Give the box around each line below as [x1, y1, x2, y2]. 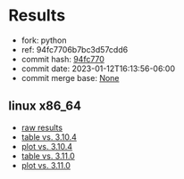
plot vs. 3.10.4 [21, 141, 73, 151]
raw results [21, 122, 63, 133]
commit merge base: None [21, 72, 120, 83]
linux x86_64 [8, 99, 82, 114]
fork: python [21, 35, 68, 45]
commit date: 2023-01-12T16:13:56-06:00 [21, 63, 176, 74]
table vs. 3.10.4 [21, 131, 78, 142]
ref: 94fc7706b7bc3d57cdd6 [21, 44, 129, 54]
